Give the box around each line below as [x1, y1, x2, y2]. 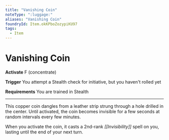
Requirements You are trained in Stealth [5, 89, 89, 95]
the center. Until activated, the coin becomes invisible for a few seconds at [5, 108, 160, 114]
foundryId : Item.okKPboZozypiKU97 [5, 21, 78, 27]
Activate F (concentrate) [5, 69, 57, 75]
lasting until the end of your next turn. [5, 129, 83, 135]
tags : [5, 26, 17, 31]
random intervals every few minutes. [5, 114, 81, 120]
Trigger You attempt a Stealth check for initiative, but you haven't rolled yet [5, 79, 161, 85]
